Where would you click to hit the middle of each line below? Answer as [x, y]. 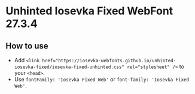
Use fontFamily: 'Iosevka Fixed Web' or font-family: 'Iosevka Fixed [102, 79]
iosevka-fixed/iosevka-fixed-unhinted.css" [69, 67]
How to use [27, 46]
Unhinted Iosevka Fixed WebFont [89, 11]
